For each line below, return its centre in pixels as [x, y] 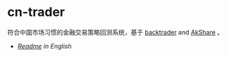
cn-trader [36, 12]
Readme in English [44, 46]
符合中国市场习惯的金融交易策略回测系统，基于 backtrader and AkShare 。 [116, 32]
